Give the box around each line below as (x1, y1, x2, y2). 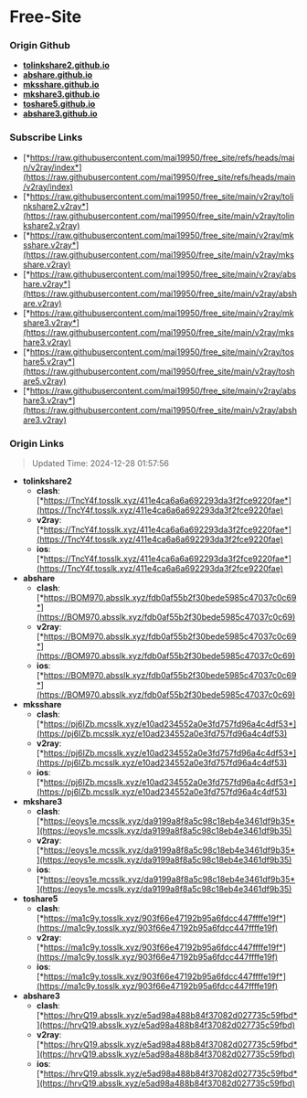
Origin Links (9, 437, 65, 450)
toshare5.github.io (22, 99, 96, 110)
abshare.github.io (22, 69, 93, 80)
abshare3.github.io (22, 108, 98, 120)
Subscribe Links (9, 131, 83, 144)
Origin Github (9, 39, 71, 52)
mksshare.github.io (22, 80, 100, 91)
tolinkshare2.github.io (22, 59, 110, 70)
